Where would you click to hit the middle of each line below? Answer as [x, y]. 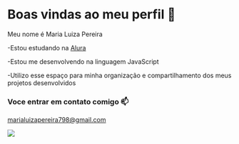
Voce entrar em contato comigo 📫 [68, 101]
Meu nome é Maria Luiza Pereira [55, 34]
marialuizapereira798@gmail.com [57, 120]
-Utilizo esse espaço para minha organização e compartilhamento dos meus [119, 75]
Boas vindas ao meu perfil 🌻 [92, 15]
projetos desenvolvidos [42, 83]
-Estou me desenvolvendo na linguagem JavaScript [83, 61]
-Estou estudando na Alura [47, 48]
